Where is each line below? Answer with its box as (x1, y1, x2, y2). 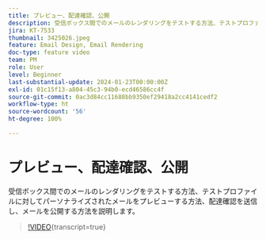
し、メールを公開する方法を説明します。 (8, 206, 140, 215)
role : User (8, 64, 44, 71)
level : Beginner (8, 71, 62, 79)
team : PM (8, 56, 37, 64)
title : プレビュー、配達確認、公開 (8, 11, 110, 20)
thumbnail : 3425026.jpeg (8, 33, 90, 42)
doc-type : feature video (8, 48, 90, 56)
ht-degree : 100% (8, 115, 62, 123)
